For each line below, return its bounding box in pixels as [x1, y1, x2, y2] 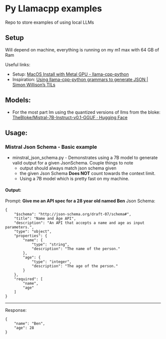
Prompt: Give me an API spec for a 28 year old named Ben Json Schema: [5, 198, 156, 204]
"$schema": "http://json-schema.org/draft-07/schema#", [14, 212, 132, 217]
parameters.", [5, 225, 35, 230]
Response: [5, 307, 27, 313]
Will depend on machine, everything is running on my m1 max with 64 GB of [5, 46, 160, 52]
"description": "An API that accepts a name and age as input [14, 220, 145, 225]
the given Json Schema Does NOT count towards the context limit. [19, 170, 156, 176]
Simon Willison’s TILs [12, 82, 56, 87]
